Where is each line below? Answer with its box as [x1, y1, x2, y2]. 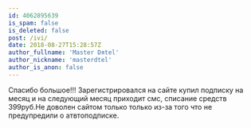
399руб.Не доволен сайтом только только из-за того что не [8, 102, 213, 111]
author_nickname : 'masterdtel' [8, 56, 112, 64]
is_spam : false [8, 19, 59, 27]
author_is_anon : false [8, 64, 84, 72]
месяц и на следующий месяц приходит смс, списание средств [8, 93, 227, 103]
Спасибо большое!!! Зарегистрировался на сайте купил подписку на [8, 85, 244, 95]
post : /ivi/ [8, 33, 48, 42]
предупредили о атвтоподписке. [8, 111, 120, 120]
